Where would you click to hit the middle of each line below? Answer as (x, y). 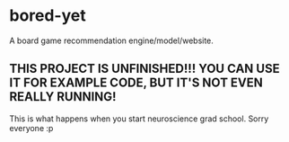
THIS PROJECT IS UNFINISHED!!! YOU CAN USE (144, 69)
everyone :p (31, 128)
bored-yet (48, 16)
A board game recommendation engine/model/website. (111, 40)
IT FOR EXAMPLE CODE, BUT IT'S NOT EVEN (136, 83)
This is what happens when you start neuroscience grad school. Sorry (139, 119)
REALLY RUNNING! (63, 97)
